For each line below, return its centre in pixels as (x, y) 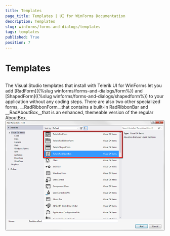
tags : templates (22, 32)
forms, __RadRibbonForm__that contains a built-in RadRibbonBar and (77, 107)
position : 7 (18, 43)
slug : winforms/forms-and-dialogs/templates (53, 27)
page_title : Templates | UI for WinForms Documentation (65, 16)
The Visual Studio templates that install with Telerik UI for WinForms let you (83, 85)
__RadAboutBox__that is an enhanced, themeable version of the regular (79, 112)
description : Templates (30, 21)
